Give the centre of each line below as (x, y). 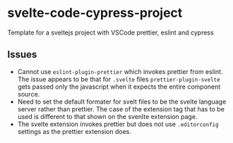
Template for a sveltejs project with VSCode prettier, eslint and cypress (110, 32)
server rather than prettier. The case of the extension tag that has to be (121, 109)
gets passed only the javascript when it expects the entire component (119, 87)
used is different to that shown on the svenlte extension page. (107, 116)
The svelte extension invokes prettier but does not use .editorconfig (118, 124)
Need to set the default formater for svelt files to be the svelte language (122, 101)
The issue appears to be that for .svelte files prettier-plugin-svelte (119, 79)
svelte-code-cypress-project (95, 13)
